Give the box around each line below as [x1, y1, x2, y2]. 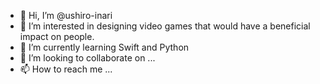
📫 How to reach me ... [19, 63, 113, 75]
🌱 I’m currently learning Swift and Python [19, 41, 190, 53]
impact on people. [19, 31, 95, 42]
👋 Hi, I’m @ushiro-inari [19, 10, 113, 21]
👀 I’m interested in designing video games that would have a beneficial [19, 20, 311, 32]
